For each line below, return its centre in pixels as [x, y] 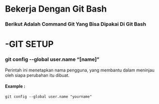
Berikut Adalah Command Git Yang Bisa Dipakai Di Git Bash [76, 24]
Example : [15, 87]
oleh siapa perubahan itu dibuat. [37, 75]
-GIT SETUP [29, 44]
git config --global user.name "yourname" [48, 96]
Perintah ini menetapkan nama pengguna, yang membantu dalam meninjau [80, 70]
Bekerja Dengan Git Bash [56, 9]
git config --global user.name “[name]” [52, 59]
